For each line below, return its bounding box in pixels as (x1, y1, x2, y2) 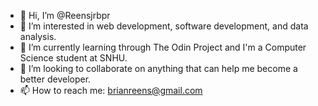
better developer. (19, 73, 92, 85)
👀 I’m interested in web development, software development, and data (19, 20, 309, 32)
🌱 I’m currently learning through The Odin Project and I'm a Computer (19, 41, 307, 53)
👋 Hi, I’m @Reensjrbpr (19, 10, 111, 21)
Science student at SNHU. (19, 52, 128, 64)
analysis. (19, 31, 57, 42)
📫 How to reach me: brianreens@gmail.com (19, 85, 203, 96)
